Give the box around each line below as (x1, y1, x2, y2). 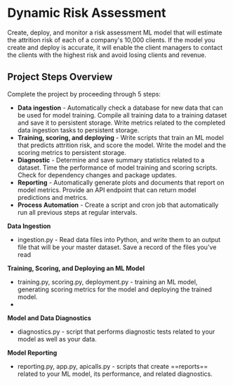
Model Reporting (7, 348, 58, 357)
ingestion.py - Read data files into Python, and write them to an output (17, 235, 221, 244)
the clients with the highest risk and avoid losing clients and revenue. (7, 51, 207, 59)
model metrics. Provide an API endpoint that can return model (17, 185, 197, 194)
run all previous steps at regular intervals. (17, 208, 138, 216)
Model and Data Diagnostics (7, 313, 91, 322)
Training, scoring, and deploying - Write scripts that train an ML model (17, 133, 225, 141)
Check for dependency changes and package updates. (17, 170, 177, 179)
